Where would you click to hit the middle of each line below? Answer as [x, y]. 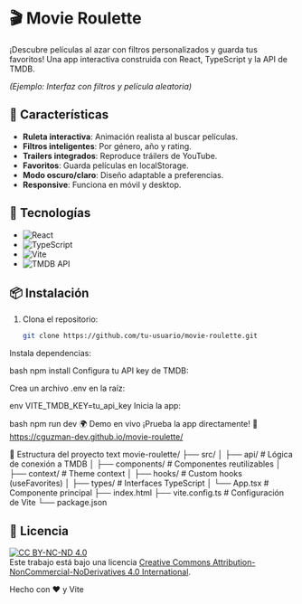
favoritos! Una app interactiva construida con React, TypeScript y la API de [148, 59]
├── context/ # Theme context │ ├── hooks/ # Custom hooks [126, 474]
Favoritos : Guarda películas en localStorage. [105, 165]
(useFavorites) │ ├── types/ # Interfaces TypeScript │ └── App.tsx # [139, 483]
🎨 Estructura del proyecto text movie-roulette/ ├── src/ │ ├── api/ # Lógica [151, 455]
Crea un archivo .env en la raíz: [67, 388]
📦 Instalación [49, 293]
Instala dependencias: [51, 354]
